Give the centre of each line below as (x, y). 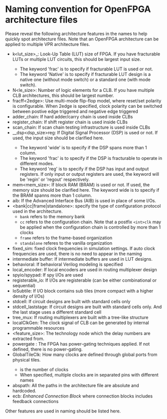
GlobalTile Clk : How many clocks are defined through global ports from (85, 354)
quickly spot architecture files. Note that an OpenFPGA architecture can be (82, 39)
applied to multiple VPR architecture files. (48, 44)
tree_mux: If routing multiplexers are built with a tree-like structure (80, 317)
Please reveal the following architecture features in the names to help (76, 33)
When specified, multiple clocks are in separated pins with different (89, 375)
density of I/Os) (28, 296)
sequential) (24, 285)
